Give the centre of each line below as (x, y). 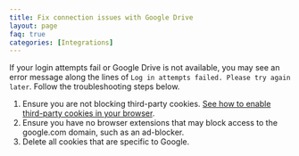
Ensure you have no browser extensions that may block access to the (150, 123)
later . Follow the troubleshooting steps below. (95, 86)
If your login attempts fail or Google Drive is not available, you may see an (145, 68)
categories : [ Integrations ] (62, 42)
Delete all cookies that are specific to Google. (106, 142)
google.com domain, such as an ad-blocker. (103, 132)
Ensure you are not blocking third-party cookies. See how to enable (146, 104)
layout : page (33, 26)
